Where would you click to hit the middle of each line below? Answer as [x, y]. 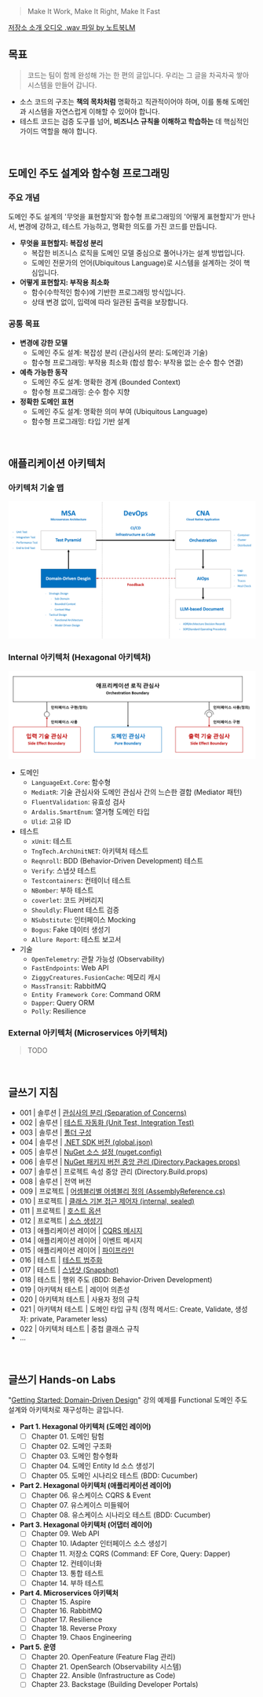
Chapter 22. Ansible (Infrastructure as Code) [103, 1676]
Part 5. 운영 [38, 1647]
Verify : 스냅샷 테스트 [64, 870]
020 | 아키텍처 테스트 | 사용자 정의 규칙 [79, 1299]
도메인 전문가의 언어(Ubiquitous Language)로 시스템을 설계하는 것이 [136, 262]
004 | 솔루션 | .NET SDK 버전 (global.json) [86, 1142]
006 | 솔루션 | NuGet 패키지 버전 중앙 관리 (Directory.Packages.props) [130, 1162]
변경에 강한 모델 [44, 343]
